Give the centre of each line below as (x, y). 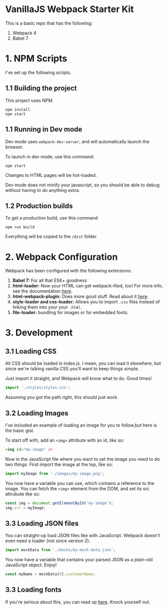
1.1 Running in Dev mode (44, 129)
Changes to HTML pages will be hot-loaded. (51, 175)
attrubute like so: (23, 494)
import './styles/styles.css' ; (38, 388)
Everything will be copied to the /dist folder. (52, 237)
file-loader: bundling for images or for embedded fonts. (70, 313)
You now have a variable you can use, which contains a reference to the (80, 483)
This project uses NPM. (29, 100)
